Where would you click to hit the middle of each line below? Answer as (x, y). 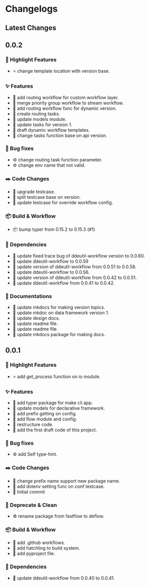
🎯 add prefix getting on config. (45, 414)
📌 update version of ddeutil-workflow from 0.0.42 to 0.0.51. (75, 277)
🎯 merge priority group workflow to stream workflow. (68, 103)
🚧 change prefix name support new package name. (66, 481)
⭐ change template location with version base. (61, 71)
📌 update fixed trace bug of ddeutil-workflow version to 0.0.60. (79, 255)
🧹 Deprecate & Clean (31, 505)
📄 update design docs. (36, 318)
